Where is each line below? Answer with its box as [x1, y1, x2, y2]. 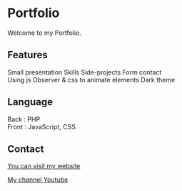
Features [7, 49, 48, 61]
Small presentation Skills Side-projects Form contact [7, 67, 162, 76]
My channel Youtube [7, 175, 69, 184]
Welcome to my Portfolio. [7, 28, 82, 37]
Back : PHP [7, 115, 41, 124]
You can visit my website [7, 162, 81, 170]
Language [7, 96, 54, 108]
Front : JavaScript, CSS [7, 122, 76, 131]
